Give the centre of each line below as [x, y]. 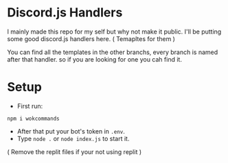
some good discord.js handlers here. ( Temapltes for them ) [91, 38]
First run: [30, 106]
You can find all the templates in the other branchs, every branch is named [113, 52]
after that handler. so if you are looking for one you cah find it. [94, 59]
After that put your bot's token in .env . [71, 131]
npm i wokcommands [33, 118]
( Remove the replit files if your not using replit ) [75, 151]
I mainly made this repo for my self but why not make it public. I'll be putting [114, 32]
